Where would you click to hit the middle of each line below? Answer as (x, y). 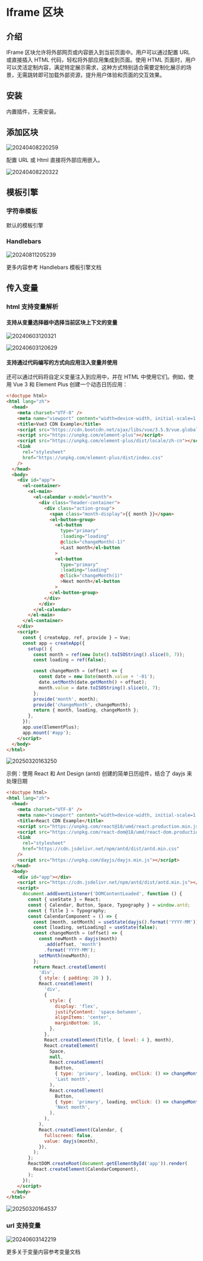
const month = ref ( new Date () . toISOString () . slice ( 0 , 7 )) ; (109, 654)
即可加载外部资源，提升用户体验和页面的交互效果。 (101, 75)
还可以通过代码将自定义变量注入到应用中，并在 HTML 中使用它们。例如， (97, 377)
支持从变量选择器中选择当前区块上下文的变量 (62, 322)
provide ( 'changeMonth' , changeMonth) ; (82, 705)
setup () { (40, 649)
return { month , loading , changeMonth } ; (86, 710)
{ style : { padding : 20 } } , (75, 978)
